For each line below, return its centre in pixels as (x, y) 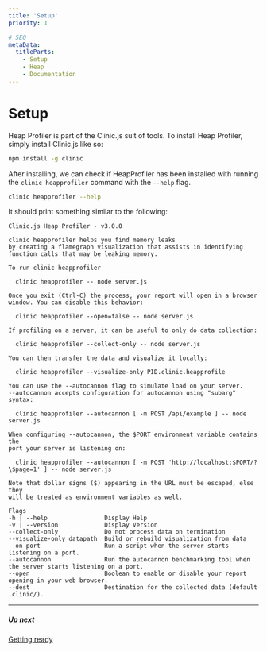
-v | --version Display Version (83, 525)
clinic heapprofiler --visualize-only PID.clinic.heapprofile (120, 372)
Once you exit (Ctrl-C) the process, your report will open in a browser (133, 296)
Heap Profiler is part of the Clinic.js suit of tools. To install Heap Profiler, (126, 135)
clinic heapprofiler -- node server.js (81, 282)
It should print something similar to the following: (88, 212)
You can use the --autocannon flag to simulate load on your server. (126, 386)
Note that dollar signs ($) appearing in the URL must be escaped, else (131, 484)
